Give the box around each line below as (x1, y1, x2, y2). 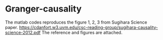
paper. (5, 24, 18, 30)
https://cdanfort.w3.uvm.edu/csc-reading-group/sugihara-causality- (19, 24, 158, 30)
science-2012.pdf (5, 29, 41, 35)
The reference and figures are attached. (41, 29, 123, 35)
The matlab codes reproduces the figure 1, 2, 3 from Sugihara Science (5, 19, 147, 25)
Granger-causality (5, 3, 82, 14)
